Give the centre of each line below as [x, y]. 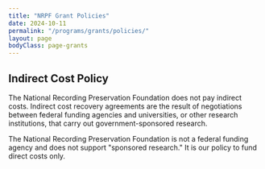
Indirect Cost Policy [58, 78]
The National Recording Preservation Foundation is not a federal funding [128, 138]
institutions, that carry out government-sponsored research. [108, 123]
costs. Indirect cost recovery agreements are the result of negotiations [125, 106]
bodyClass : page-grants [48, 46]
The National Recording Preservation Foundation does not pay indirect [125, 97]
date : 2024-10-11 [37, 23]
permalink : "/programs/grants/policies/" [79, 31]
